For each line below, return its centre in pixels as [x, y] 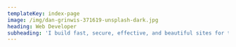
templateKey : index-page [44, 13]
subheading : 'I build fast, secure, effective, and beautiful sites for [116, 33]
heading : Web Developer [42, 26]
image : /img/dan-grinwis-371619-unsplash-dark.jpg [83, 20]
